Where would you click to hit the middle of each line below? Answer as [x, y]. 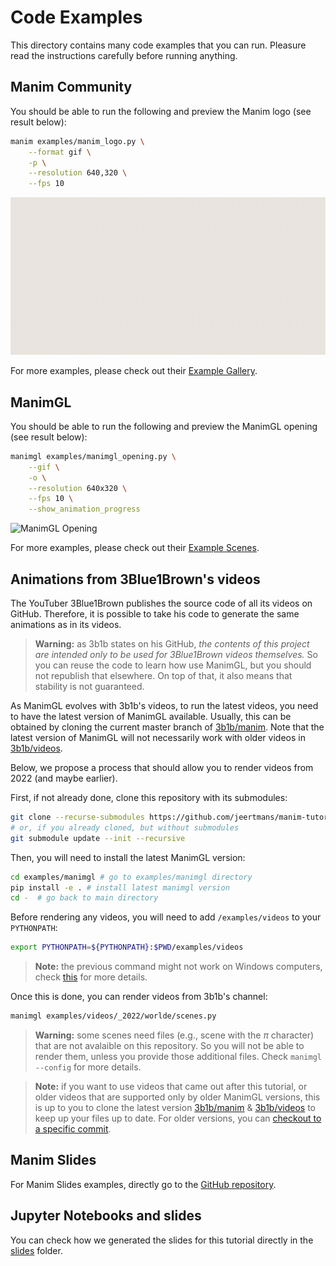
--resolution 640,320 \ [78, 173]
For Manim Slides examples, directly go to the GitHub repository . [143, 1184]
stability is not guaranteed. [89, 686]
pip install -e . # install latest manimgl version [120, 887]
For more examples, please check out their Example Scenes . [135, 548]
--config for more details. [88, 1067]
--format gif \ [60, 152]
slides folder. [36, 1250]
